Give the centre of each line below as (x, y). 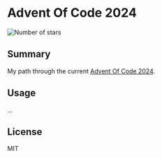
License (25, 132)
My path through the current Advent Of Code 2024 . (81, 71)
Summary (29, 54)
